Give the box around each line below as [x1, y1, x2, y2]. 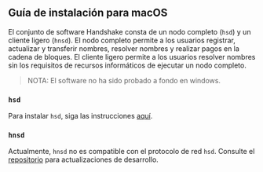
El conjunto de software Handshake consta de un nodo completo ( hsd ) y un [8, 27, 251, 36]
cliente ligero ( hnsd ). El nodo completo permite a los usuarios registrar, [8, 35, 236, 45]
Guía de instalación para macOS [8, 6, 168, 20]
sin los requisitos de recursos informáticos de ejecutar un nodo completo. [8, 60, 247, 70]
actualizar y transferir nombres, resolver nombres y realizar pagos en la [8, 43, 239, 53]
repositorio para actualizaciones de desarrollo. [8, 155, 159, 164]
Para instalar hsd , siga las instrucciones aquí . [8, 112, 153, 121]
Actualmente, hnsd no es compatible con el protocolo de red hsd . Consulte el [8, 147, 255, 156]
